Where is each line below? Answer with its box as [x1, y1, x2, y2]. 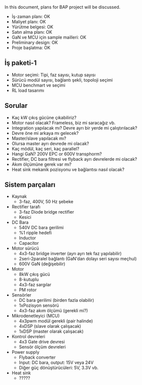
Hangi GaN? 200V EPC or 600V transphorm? [11, 151, 102, 157]
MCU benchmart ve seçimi [11, 82, 65, 88]
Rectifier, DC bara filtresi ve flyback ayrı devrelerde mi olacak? [11, 156, 137, 162]
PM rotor [19, 287, 37, 293]
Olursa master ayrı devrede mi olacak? [11, 140, 89, 146]
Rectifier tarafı [11, 204, 41, 210]
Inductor [19, 235, 36, 241]
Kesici [19, 214, 31, 220]
